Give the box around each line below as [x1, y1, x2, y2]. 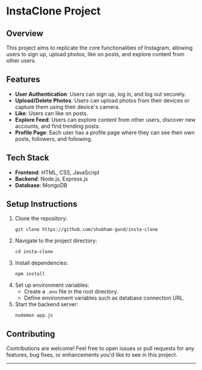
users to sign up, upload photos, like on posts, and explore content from [6, 51, 185, 58]
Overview [6, 28, 44, 39]
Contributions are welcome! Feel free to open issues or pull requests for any [6, 345, 195, 352]
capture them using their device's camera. [14, 103, 120, 110]
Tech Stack [6, 152, 49, 163]
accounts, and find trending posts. [14, 122, 100, 130]
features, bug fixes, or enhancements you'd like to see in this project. [6, 351, 178, 359]
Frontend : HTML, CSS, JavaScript [14, 169, 100, 176]
